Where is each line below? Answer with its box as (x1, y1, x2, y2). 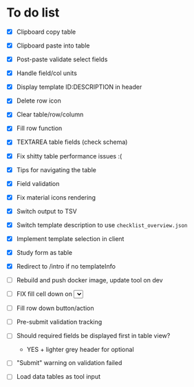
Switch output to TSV (16, 207, 77, 215)
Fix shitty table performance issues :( (16, 151, 122, 160)
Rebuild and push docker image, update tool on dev (16, 276, 163, 284)
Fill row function (16, 124, 63, 132)
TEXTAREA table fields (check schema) (16, 138, 128, 146)
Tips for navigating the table (16, 165, 97, 174)
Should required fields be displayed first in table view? (16, 332, 171, 340)
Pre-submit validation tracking (16, 318, 103, 326)
